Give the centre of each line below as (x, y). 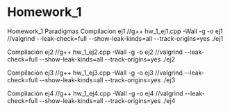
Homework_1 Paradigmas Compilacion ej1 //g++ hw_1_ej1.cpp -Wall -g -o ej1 (115, 31)
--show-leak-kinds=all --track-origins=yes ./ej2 (107, 59)
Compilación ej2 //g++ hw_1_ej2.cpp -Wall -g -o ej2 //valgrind (95, 52)
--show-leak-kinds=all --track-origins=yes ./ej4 (107, 100)
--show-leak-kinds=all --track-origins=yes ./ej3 (107, 80)
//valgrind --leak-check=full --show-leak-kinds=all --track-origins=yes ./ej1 (115, 38)
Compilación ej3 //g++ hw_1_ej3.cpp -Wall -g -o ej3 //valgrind (95, 73)
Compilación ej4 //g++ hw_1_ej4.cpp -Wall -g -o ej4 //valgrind (95, 93)
